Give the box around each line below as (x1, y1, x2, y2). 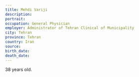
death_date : (5, 53, 30, 58)
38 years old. (5, 67, 32, 73)
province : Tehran (5, 35, 41, 40)
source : (5, 44, 21, 49)
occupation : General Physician (5, 21, 70, 26)
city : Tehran (5, 30, 32, 35)
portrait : (5, 16, 26, 21)
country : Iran (5, 39, 35, 44)
